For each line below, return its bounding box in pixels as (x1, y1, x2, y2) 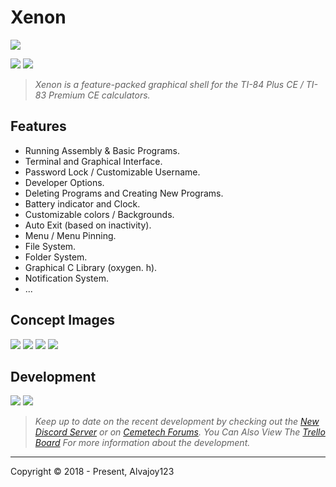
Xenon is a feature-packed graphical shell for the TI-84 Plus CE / (34, 78, 304, 90)
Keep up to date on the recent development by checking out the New (34, 416, 320, 428)
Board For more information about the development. (34, 437, 251, 449)
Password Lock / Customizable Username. (24, 166, 201, 178)
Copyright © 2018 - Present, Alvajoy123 (10, 466, 175, 478)
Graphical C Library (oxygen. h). (24, 261, 158, 273)
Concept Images (10, 312, 116, 329)
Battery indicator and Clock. (24, 197, 141, 210)
